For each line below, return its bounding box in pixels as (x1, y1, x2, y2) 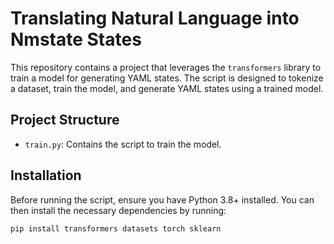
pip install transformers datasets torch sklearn (10, 223, 222, 234)
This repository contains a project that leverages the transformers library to (10, 61, 322, 73)
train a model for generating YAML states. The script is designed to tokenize (10, 72, 324, 84)
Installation (10, 167, 82, 184)
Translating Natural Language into (10, 7, 300, 30)
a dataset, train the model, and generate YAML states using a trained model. (10, 82, 324, 94)
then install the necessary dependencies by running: (10, 204, 227, 216)
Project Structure (10, 112, 120, 129)
